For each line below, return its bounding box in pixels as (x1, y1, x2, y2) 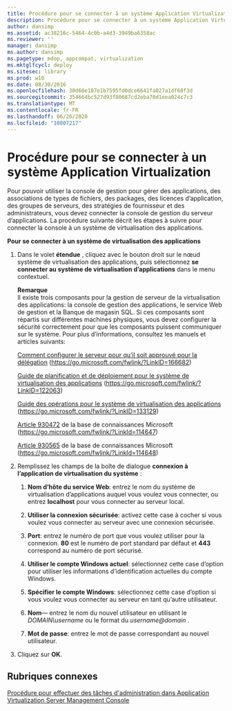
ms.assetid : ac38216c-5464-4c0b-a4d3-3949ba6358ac (7, 29, 156, 37)
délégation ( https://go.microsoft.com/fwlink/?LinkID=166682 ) (17, 358, 192, 367)
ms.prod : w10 (7, 74, 45, 82)
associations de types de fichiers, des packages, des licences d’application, (7, 195, 224, 203)
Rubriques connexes (7, 670, 98, 682)
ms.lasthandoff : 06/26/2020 (7, 113, 88, 120)
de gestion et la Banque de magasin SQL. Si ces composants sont (17, 308, 205, 316)
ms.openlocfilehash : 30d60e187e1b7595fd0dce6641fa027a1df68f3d (7, 87, 193, 94)
